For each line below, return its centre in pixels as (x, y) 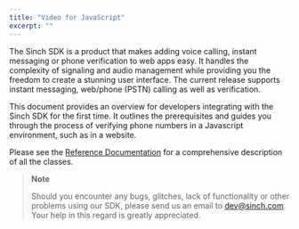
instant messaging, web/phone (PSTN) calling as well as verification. (135, 89)
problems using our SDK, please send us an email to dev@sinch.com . (158, 205)
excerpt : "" (31, 26)
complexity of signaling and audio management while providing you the (140, 70)
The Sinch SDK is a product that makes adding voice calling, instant (133, 51)
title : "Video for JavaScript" (67, 17)
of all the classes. (41, 161)
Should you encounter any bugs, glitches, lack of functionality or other (160, 196)
